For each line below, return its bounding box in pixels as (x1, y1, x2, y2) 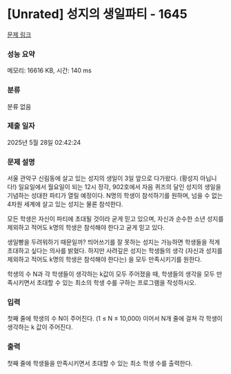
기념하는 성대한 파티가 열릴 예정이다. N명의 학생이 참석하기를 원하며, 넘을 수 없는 (7, 191, 223, 200)
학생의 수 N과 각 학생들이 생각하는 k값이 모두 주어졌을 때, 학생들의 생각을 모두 (7, 270, 215, 278)
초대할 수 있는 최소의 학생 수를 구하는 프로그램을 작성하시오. (37, 279, 197, 287)
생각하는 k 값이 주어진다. (7, 323, 74, 331)
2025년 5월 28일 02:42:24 (7, 138, 81, 146)
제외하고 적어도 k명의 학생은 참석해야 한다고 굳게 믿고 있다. (7, 224, 165, 232)
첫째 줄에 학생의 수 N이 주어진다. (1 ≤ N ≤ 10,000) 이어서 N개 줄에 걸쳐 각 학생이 (7, 315, 223, 323)
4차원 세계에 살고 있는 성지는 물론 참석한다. (7, 200, 123, 208)
